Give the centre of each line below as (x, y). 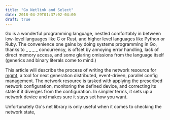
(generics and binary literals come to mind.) (51, 61)
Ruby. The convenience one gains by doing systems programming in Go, (81, 44)
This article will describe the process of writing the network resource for (81, 70)
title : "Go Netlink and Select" (39, 10)
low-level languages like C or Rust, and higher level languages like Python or (85, 39)
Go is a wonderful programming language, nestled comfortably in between (83, 34)
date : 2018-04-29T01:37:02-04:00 (41, 15)
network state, (20, 112)
